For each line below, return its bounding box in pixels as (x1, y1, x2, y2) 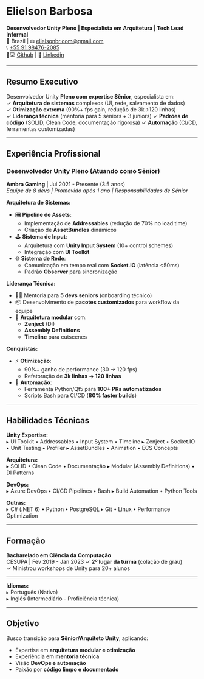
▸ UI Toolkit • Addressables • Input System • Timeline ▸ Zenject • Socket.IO (6, 438, 195, 445)
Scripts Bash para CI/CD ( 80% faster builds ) (24, 392, 137, 399)
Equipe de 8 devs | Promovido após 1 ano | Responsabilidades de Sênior (6, 187, 188, 194)
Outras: (6, 499, 26, 507)
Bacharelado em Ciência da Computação (6, 552, 111, 559)
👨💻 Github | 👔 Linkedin (6, 51, 65, 58)
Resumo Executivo (6, 77, 78, 87)
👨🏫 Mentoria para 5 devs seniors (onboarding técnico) (15, 292, 152, 299)
